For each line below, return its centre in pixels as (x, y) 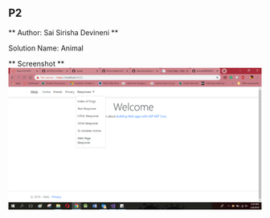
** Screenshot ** (37, 63)
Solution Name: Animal (46, 48)
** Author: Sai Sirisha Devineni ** (63, 32)
